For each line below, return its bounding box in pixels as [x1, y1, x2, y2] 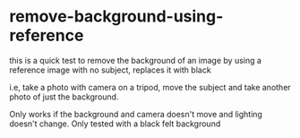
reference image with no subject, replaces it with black [9, 65, 212, 75]
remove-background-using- [9, 6, 224, 27]
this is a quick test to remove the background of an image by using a [9, 55, 262, 65]
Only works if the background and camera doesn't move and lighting [9, 108, 262, 119]
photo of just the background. [9, 91, 119, 102]
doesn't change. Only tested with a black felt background [9, 118, 221, 129]
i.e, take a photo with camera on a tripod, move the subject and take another [9, 82, 291, 92]
